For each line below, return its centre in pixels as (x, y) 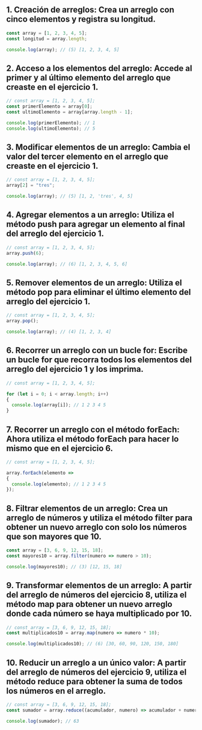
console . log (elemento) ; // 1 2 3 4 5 (59, 484)
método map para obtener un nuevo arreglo (89, 604)
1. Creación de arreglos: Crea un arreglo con (90, 10)
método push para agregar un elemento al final (96, 224)
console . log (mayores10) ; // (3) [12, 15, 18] (64, 567)
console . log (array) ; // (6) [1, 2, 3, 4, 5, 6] (67, 264)
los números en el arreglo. (56, 691)
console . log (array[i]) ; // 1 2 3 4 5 (59, 405)
